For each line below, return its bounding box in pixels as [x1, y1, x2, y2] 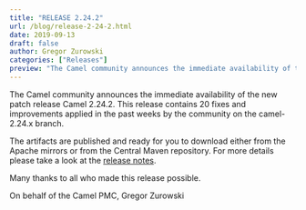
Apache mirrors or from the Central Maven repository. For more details [9, 145, 275, 155]
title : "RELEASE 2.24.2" [9, 13, 104, 23]
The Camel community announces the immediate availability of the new [9, 88, 278, 100]
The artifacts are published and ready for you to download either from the [9, 135, 286, 146]
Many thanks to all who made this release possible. [9, 172, 201, 183]
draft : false [9, 38, 59, 48]
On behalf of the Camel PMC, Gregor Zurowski [9, 190, 185, 201]
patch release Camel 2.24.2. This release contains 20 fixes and [9, 98, 247, 109]
